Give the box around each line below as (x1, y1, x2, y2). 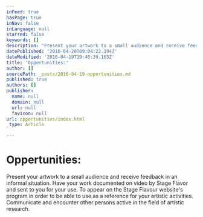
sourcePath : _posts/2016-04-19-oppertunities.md (6, 71, 131, 77)
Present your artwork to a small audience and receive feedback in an (6, 173, 178, 181)
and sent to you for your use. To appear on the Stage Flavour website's (6, 186, 183, 193)
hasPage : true (6, 15, 42, 21)
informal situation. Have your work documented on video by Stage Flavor (6, 179, 188, 187)
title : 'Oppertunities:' (6, 59, 69, 65)
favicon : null (11, 110, 47, 116)
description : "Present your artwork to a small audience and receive (6, 43, 185, 49)
